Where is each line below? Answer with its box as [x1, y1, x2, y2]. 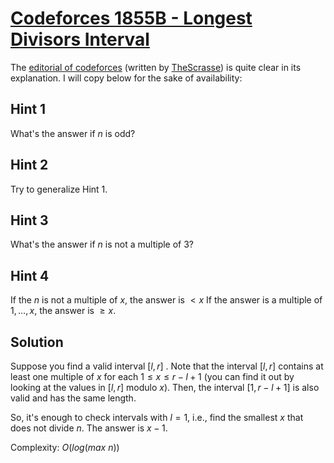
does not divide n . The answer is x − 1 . [10, 422, 168, 434]
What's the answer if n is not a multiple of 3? [10, 238, 195, 251]
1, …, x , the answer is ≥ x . [10, 305, 117, 317]
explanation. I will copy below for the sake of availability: [10, 72, 243, 84]
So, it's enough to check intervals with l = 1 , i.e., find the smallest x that [10, 412, 304, 423]
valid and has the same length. [10, 392, 137, 404]
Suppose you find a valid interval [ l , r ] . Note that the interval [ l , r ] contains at [10, 360, 324, 372]
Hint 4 [10, 267, 50, 284]
